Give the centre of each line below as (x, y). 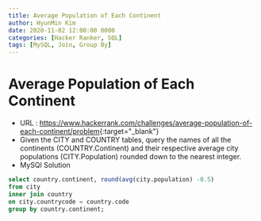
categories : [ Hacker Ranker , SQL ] (65, 38)
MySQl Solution (45, 165)
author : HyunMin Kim (42, 23)
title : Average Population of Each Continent (84, 15)
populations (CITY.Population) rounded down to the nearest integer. (130, 157)
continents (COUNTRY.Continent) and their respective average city (129, 148)
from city (25, 187)
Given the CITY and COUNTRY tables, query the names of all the (125, 140)
